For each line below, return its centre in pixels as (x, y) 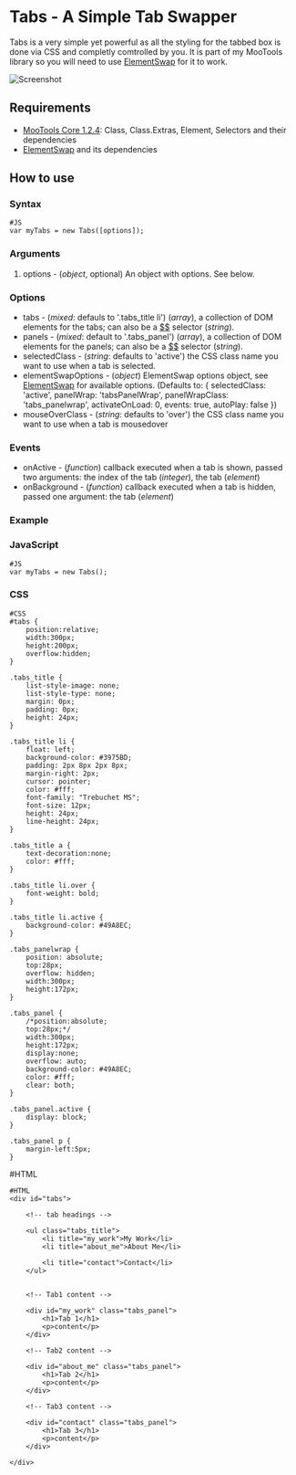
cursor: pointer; (59, 781)
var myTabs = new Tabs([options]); (77, 231)
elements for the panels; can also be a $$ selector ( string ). (133, 347)
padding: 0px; (52, 710)
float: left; (51, 749)
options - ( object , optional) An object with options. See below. (138, 274)
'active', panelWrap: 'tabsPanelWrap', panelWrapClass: (126, 395)
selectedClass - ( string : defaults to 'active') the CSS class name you (151, 356)
